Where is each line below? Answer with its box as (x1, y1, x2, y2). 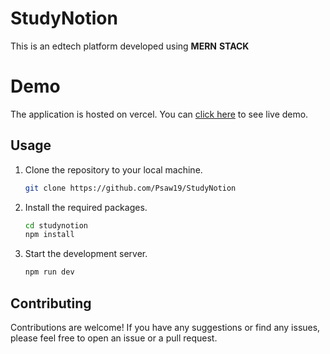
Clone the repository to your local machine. (24, 163, 203, 176)
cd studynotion (24, 220, 89, 231)
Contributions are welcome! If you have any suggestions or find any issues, (10, 322, 321, 333)
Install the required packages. (24, 201, 148, 213)
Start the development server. (24, 248, 148, 260)
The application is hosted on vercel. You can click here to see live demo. (10, 108, 309, 120)
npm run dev (24, 267, 75, 277)
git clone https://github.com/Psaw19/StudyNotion (24, 183, 237, 193)
